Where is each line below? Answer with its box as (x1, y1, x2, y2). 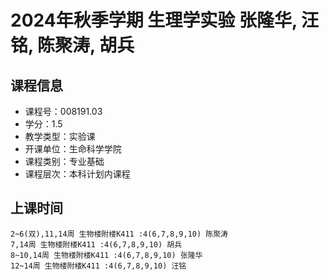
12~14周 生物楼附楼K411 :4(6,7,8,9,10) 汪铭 (10, 261, 187, 271)
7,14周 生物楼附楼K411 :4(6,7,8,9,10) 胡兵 (10, 239, 183, 250)
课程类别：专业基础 (24, 156, 105, 167)
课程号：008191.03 (24, 106, 103, 117)
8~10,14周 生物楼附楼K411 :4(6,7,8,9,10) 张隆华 (10, 250, 203, 260)
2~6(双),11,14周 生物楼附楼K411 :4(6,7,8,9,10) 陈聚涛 (10, 229, 228, 239)
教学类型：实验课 (24, 131, 96, 142)
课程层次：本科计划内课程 (24, 168, 131, 180)
